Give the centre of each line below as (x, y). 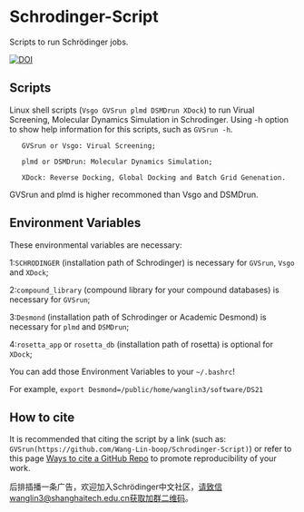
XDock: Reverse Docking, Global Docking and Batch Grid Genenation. (153, 177)
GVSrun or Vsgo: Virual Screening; (88, 146)
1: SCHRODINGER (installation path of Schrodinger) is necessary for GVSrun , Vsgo (152, 262)
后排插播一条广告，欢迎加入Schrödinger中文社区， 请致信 (116, 487)
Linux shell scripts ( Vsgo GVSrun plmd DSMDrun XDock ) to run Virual (132, 110)
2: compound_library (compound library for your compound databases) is (144, 290)
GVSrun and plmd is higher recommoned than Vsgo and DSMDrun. (134, 194)
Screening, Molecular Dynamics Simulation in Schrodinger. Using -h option (149, 119)
